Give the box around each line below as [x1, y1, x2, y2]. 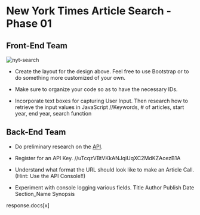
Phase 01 [6, 17, 52, 30]
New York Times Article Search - [6, 4, 172, 18]
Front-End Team [6, 40, 67, 51]
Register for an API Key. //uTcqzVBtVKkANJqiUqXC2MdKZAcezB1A [14, 154, 181, 161]
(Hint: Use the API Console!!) [14, 172, 86, 179]
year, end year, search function [14, 110, 92, 117]
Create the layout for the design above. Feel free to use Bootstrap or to [14, 68, 189, 75]
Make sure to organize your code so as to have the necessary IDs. [14, 86, 178, 93]
